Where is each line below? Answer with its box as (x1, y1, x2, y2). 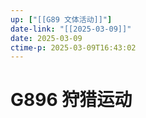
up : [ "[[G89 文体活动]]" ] (10, 14, 113, 25)
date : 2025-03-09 (10, 33, 83, 43)
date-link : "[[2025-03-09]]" (10, 24, 132, 34)
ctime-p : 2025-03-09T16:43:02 (10, 42, 137, 53)
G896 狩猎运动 (10, 89, 133, 111)
